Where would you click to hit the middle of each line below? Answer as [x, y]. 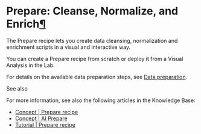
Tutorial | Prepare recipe [45, 124]
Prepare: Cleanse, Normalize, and [92, 11]
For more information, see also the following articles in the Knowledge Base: [101, 100]
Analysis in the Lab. [31, 65]
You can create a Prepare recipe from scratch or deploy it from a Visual [95, 59]
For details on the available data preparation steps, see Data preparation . [97, 77]
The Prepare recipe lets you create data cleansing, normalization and [92, 40]
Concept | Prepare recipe [46, 112]
